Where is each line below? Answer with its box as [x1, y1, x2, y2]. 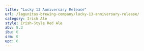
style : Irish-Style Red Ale [5, 20, 63, 26]
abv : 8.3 [5, 25, 23, 30]
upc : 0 [5, 39, 19, 44]
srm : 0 [5, 34, 19, 39]
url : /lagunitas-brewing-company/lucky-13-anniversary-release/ [5, 12, 140, 17]
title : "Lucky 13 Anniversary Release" [5, 7, 87, 12]
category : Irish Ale [5, 16, 48, 21]
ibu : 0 [5, 30, 19, 34]
